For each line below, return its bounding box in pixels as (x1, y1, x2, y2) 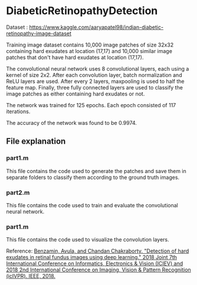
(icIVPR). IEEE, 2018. (6, 273, 56, 280)
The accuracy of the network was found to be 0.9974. (6, 119, 137, 126)
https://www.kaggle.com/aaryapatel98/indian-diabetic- (29, 24, 164, 31)
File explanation (6, 137, 66, 147)
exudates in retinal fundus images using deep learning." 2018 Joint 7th (6, 254, 178, 261)
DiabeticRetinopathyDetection (6, 4, 158, 18)
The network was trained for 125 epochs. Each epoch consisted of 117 (6, 101, 176, 108)
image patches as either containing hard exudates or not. (6, 90, 145, 97)
